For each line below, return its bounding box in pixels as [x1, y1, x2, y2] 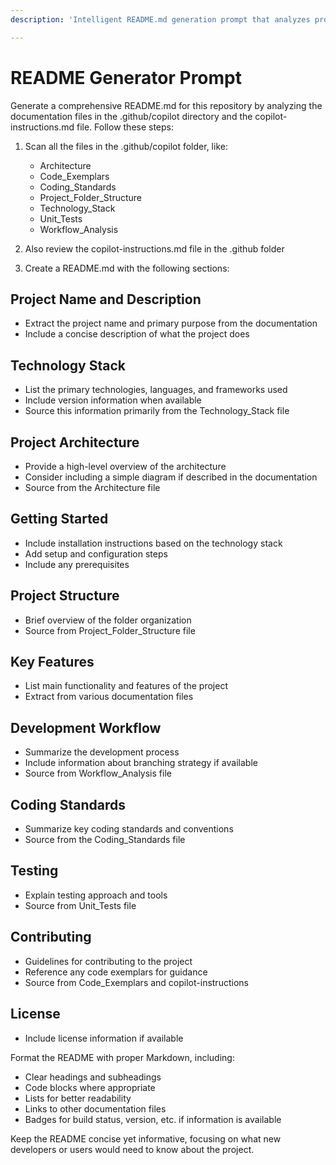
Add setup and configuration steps [24, 547, 168, 560]
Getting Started [10, 511, 109, 528]
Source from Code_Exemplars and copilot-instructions [24, 976, 249, 988]
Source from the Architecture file [24, 482, 161, 493]
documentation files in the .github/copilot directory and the [10, 110, 253, 122]
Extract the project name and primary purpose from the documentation [24, 317, 318, 330]
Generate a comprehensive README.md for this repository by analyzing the [10, 99, 323, 111]
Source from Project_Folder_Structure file [24, 624, 196, 636]
